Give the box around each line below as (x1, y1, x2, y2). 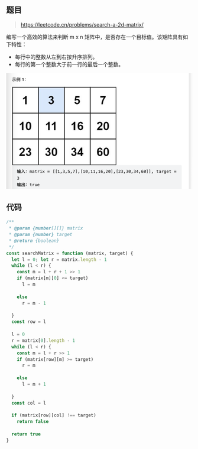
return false (17, 419, 49, 425)
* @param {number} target (8, 232, 73, 238)
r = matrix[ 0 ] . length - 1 (11, 337, 76, 344)
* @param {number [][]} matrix (8, 225, 83, 231)
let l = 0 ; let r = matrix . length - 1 (11, 256, 108, 263)
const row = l (11, 319, 46, 325)
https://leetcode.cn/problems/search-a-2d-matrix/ (20, 21, 144, 28)
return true (11, 431, 41, 437)
